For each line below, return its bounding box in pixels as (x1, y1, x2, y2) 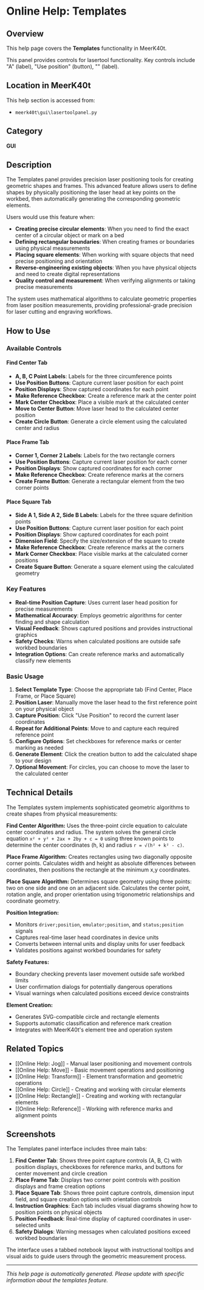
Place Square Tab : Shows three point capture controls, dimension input (15, 1189, 194, 1196)
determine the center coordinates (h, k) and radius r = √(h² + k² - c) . (6, 841, 185, 848)
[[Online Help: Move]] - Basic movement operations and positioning (15, 1066, 185, 1073)
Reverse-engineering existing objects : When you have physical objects (15, 264, 197, 271)
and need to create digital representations (15, 271, 120, 278)
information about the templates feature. (6, 1277, 108, 1284)
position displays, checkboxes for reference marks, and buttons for (15, 1163, 183, 1171)
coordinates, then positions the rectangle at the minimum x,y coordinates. (6, 865, 191, 873)
